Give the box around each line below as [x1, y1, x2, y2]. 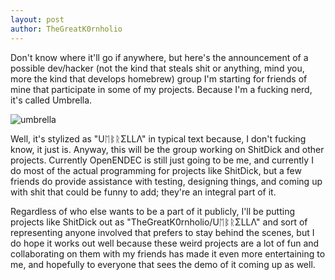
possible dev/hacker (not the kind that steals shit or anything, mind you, [10, 62, 305, 74]
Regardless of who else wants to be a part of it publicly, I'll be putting [10, 205, 296, 217]
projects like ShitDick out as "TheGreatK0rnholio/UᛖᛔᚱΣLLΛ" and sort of [10, 216, 308, 228]
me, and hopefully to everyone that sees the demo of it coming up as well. [10, 258, 316, 270]
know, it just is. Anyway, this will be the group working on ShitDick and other [10, 143, 325, 155]
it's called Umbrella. [10, 94, 93, 106]
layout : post [10, 14, 65, 25]
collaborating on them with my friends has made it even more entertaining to [10, 247, 326, 260]
